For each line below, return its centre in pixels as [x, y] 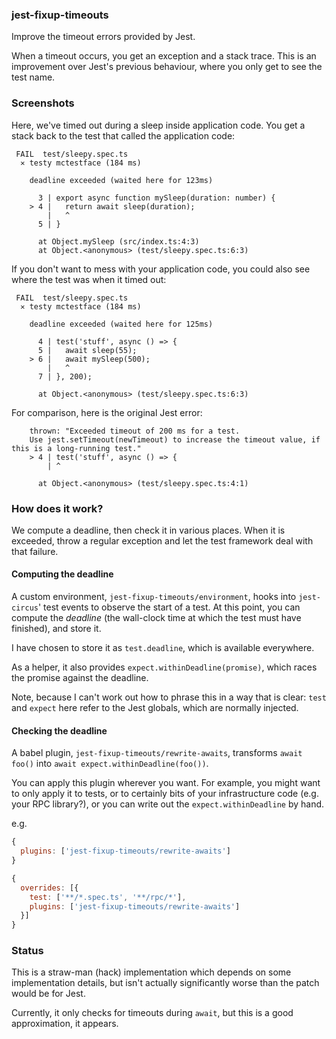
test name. [33, 77]
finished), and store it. [56, 629]
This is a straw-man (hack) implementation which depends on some [151, 972]
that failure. [35, 551]
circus [25, 608]
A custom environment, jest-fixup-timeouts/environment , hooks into [154, 597]
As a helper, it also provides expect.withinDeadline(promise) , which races [164, 667]
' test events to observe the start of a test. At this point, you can [169, 607]
